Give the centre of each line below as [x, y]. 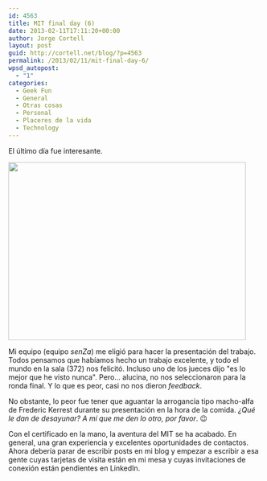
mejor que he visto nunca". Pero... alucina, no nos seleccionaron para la [127, 377]
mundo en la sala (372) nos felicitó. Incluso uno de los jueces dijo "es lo [127, 368]
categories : [28, 83]
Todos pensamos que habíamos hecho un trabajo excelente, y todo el [124, 360]
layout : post [30, 46]
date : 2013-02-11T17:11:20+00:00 [64, 31]
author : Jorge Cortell [46, 38]
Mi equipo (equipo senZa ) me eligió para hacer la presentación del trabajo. [132, 351]
